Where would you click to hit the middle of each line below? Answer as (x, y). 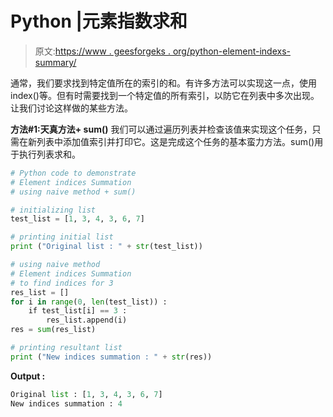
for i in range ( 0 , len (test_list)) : (89, 302)
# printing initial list (62, 237)
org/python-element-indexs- (231, 51)
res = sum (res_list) (53, 330)
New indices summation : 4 (66, 403)
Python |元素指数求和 (99, 21)
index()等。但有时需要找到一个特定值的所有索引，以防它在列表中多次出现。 (165, 95)
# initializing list (53, 210)
